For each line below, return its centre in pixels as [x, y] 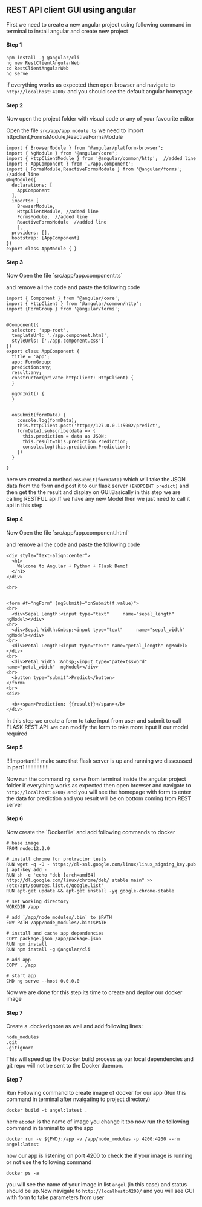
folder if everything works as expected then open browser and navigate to [99, 785]
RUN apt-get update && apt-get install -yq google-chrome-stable [90, 891]
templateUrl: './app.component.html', [61, 336]
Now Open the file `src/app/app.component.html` [67, 532]
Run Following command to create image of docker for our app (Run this [96, 1093]
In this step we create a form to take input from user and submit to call [94, 720]
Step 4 [15, 519]
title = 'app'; [31, 357]
